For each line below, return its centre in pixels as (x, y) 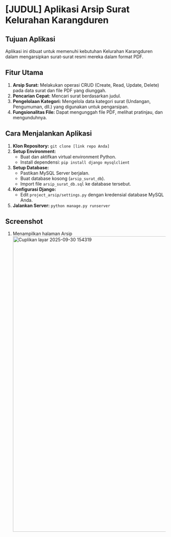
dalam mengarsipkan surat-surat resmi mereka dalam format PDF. (74, 57)
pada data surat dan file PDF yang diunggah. (60, 90)
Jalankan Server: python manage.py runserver (61, 206)
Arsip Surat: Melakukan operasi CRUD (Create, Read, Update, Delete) (86, 85)
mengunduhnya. (30, 117)
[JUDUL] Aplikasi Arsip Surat (67, 9)
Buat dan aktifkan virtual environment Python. (68, 157)
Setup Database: (31, 167)
